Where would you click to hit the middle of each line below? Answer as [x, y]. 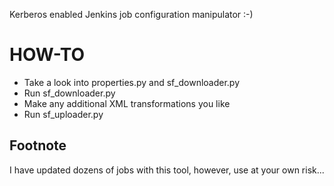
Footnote [38, 145]
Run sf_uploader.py [63, 114]
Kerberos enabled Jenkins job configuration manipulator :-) [131, 14]
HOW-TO [47, 55]
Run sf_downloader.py [69, 93]
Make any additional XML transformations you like [127, 103]
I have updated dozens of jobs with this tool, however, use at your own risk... [167, 170]
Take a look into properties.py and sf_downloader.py [132, 82]
